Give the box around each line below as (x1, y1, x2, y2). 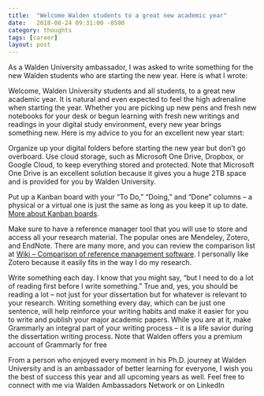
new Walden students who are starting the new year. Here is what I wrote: (8, 71, 248, 80)
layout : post (8, 41, 51, 49)
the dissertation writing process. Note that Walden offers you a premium (8, 332, 243, 342)
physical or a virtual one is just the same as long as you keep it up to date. (8, 200, 248, 210)
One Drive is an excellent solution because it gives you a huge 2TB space (8, 169, 247, 178)
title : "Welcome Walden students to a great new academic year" (8, 11, 227, 20)
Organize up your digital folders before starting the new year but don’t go (8, 144, 246, 153)
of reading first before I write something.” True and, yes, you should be (8, 282, 239, 291)
